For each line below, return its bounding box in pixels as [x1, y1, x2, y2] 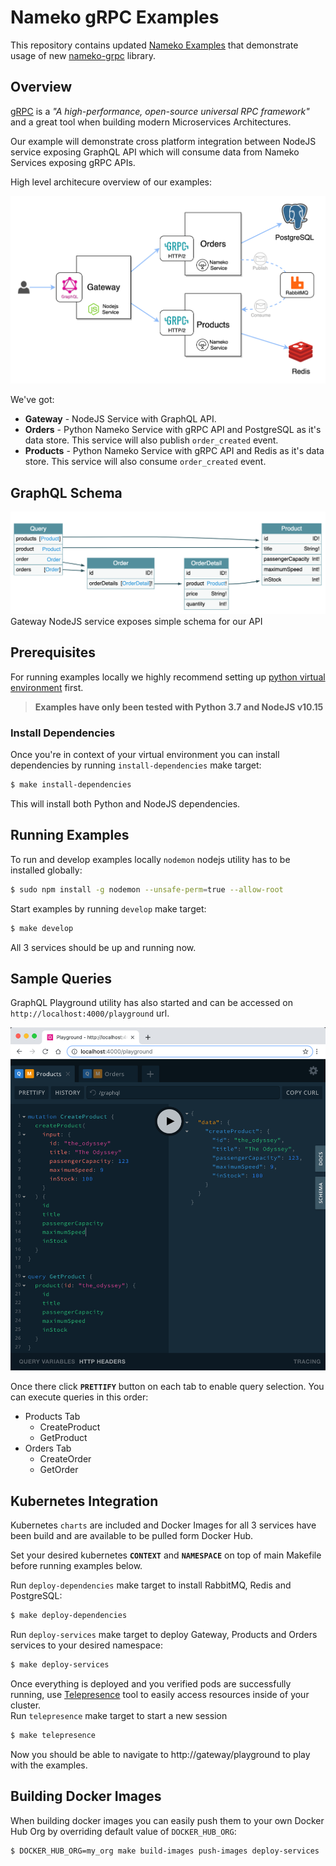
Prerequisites [10, 644, 96, 661]
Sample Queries [10, 970, 113, 987]
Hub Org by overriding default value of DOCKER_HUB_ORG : [10, 1825, 237, 1837]
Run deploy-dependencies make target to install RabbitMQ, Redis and [10, 1579, 292, 1591]
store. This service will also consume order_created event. [24, 456, 267, 468]
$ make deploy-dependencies [10, 1611, 128, 1621]
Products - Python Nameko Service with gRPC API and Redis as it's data [24, 445, 325, 457]
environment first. [10, 681, 84, 693]
